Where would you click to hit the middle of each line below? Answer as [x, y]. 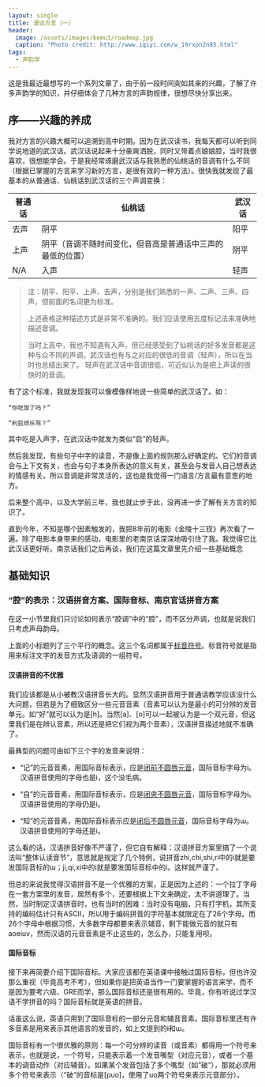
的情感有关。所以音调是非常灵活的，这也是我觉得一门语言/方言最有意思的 [127, 475]
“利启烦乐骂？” [30, 423]
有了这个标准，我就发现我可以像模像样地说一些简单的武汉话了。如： [119, 391]
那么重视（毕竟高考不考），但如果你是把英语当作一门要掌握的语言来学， [124, 982]
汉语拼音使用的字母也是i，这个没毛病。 [83, 777]
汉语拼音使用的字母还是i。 [62, 830]
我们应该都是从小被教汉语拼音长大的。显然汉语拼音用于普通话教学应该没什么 [132, 694]
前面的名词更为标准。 [83, 301]
